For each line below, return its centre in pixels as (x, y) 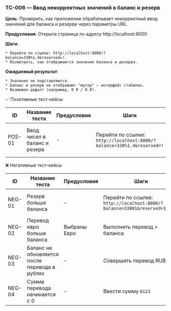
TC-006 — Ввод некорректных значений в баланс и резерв (83, 8)
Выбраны (75, 227)
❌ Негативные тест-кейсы (34, 165)
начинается (41, 295)
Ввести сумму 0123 (127, 291)
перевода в (41, 267)
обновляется (43, 254)
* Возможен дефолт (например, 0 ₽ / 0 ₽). (51, 90)
